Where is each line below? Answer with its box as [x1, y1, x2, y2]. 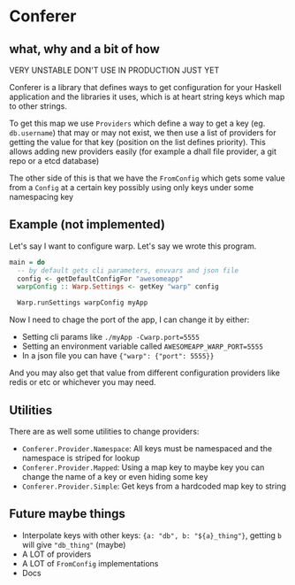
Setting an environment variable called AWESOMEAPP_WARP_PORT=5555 [21, 341, 263, 351]
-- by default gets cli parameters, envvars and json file [17, 266, 239, 275]
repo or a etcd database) [9, 156, 100, 165]
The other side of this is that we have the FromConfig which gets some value [9, 173, 285, 183]
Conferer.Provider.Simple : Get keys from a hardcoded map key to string [21, 481, 287, 491]
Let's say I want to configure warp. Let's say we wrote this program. [9, 241, 257, 251]
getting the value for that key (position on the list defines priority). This [9, 137, 267, 147]
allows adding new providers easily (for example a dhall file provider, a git [9, 146, 276, 157]
